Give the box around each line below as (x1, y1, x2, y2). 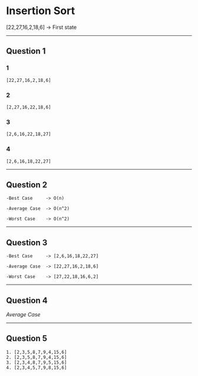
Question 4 (6, 295, 48, 305)
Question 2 (6, 180, 48, 190)
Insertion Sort (6, 4, 75, 18)
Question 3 (6, 238, 48, 248)
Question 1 (6, 46, 46, 57)
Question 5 (6, 334, 48, 344)
